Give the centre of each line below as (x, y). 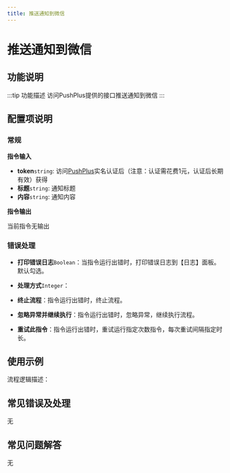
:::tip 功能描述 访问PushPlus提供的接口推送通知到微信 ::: (86, 95)
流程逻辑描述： (28, 379)
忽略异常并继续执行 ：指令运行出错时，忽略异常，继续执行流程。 (107, 315)
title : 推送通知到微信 (36, 13)
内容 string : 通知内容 (46, 197)
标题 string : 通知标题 (46, 188)
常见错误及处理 (39, 403)
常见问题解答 (34, 445)
